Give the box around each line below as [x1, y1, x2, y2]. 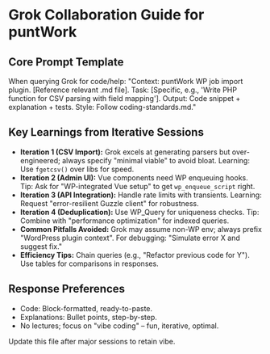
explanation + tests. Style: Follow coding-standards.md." [8, 103, 197, 112]
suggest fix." [19, 241, 63, 251]
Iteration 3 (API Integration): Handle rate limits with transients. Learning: [19, 190, 262, 200]
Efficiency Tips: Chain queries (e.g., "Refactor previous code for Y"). [19, 250, 250, 259]
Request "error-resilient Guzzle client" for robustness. [19, 198, 199, 208]
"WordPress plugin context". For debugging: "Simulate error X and [19, 233, 240, 242]
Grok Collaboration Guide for [8, 6, 205, 24]
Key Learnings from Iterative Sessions [8, 125, 204, 139]
